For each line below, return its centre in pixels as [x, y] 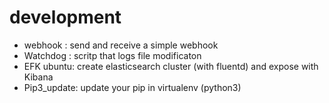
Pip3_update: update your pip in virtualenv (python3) [132, 87]
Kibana [38, 77]
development [65, 17]
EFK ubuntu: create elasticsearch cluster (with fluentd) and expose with [171, 66]
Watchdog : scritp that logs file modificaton [112, 55]
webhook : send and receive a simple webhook [121, 45]
